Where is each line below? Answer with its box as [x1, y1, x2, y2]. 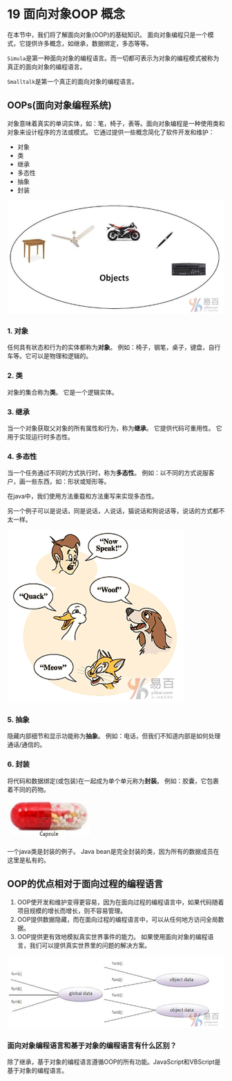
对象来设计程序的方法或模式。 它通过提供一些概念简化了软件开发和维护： [7, 127, 215, 136]
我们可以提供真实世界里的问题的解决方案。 [29, 941, 151, 949]
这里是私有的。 [7, 856, 50, 864]
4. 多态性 [7, 452, 37, 461]
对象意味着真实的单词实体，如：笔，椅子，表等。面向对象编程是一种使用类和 [7, 119, 225, 127]
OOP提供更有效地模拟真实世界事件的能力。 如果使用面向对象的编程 [17, 932, 209, 940]
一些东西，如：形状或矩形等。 [25, 477, 110, 485]
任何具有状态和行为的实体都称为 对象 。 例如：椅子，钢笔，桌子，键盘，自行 [7, 343, 221, 352]
